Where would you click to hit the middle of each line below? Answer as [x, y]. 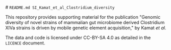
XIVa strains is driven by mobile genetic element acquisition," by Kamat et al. [86, 28]
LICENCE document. [25, 43]
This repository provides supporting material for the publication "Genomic [83, 17]
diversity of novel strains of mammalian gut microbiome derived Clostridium [85, 22]
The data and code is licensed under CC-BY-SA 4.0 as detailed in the [78, 38]
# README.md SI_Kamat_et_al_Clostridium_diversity [60, 7]
